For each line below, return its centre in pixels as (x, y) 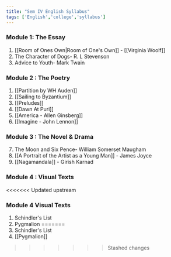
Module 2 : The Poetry (38, 78)
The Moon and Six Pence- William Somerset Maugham (80, 149)
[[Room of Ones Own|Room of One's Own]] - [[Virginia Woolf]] (90, 50)
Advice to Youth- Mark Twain (50, 63)
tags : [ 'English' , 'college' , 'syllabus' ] (56, 17)
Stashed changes (129, 248)
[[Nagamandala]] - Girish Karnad (54, 162)
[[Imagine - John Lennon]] (46, 122)
